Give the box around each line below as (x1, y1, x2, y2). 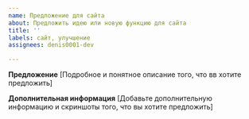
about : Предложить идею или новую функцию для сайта (8, 19, 187, 27)
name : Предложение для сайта (8, 11, 105, 20)
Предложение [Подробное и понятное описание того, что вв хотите (8, 70, 242, 79)
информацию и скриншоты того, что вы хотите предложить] (8, 102, 213, 112)
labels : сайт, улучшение (8, 33, 91, 42)
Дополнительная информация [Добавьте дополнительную (8, 94, 212, 103)
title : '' (8, 26, 41, 34)
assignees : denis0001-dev (8, 41, 94, 49)
